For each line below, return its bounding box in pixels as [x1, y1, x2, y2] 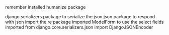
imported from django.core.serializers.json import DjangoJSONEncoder [5, 24, 153, 30]
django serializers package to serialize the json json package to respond [5, 14, 155, 19]
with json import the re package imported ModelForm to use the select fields [5, 19, 164, 25]
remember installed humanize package [5, 4, 86, 10]
